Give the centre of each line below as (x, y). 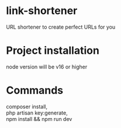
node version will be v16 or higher (47, 67)
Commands (35, 90)
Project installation (53, 51)
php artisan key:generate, (37, 113)
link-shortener (42, 11)
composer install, (27, 106)
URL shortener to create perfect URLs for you (61, 27)
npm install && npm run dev (39, 119)
